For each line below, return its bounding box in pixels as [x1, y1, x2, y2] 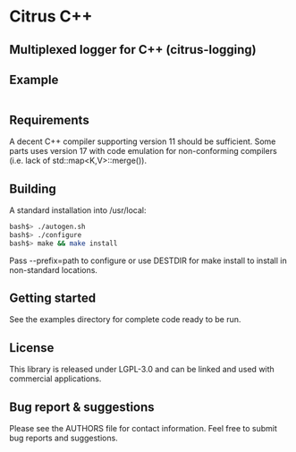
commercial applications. [9, 373, 102, 384]
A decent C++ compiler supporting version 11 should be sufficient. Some [9, 136, 276, 147]
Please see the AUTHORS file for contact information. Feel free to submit [9, 423, 277, 434]
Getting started [9, 291, 97, 306]
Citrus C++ [9, 6, 93, 27]
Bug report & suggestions [9, 399, 155, 414]
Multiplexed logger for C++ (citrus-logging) [9, 42, 257, 57]
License [9, 340, 55, 355]
